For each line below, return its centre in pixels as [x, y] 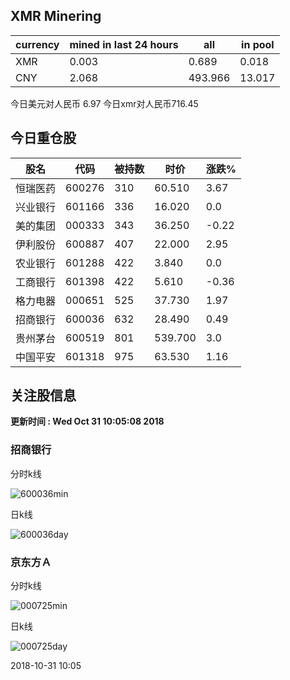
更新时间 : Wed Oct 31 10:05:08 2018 [87, 421]
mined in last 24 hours [124, 44]
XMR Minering [56, 16]
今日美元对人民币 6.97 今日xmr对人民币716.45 [104, 103]
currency [37, 44]
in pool [258, 44]
